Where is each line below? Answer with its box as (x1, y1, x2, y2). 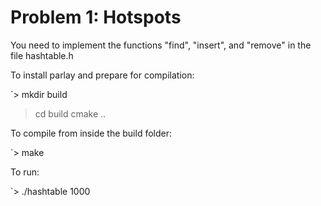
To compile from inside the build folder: (10, 127, 173, 139)
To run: (10, 166, 40, 178)
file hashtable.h (10, 49, 74, 61)
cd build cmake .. (34, 107, 107, 120)
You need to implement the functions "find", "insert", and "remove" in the (10, 39, 312, 51)
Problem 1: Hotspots (10, 6, 182, 29)
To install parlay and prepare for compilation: (10, 69, 195, 81)
